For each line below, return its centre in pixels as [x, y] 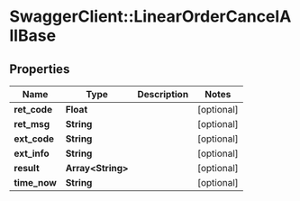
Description [163, 94]
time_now [35, 183]
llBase [33, 36]
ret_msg [32, 124]
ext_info [32, 153]
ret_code [33, 110]
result [27, 168]
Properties [40, 69]
